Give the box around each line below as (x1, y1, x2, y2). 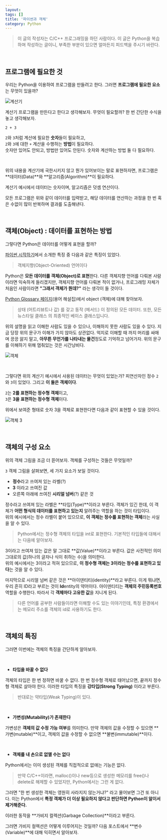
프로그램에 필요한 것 (5, 67, 63, 76)
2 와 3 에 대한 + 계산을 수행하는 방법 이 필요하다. (5, 141, 94, 147)
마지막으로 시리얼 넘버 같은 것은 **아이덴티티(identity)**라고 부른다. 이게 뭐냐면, (5, 577, 162, 583)
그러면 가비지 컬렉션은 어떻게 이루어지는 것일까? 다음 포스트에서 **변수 (5, 823, 143, 829)
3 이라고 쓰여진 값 (12, 485, 47, 491)
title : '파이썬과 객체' (5, 16, 48, 21)
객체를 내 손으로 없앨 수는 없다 (12, 751, 70, 757)
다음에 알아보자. (22, 537, 54, 543)
